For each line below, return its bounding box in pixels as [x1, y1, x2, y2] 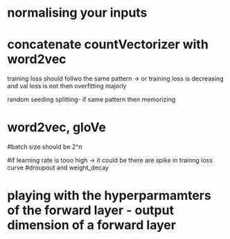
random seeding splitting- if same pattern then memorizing [7, 95, 176, 104]
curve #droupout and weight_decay [7, 163, 109, 172]
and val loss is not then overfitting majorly [7, 82, 127, 90]
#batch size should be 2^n [7, 142, 82, 151]
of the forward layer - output [7, 203, 175, 218]
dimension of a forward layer [7, 217, 177, 233]
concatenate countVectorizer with [7, 37, 209, 53]
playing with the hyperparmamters [7, 188, 211, 204]
